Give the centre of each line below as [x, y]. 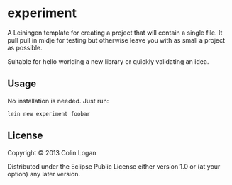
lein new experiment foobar [49, 114]
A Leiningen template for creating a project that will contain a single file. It [115, 33]
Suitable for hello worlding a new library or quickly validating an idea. [108, 61]
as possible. [25, 47]
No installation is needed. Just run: [58, 101]
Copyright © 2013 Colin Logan [52, 152]
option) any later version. [44, 174]
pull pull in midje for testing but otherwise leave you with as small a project [116, 40]
